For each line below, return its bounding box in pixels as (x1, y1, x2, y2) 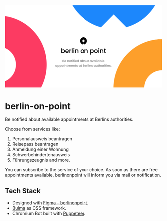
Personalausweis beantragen (12, 136, 72, 142)
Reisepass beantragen (12, 141, 59, 147)
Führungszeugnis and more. (12, 157, 71, 163)
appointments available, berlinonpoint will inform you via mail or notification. (5, 172, 161, 178)
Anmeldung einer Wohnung (12, 146, 69, 152)
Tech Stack (5, 186, 41, 195)
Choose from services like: (5, 126, 60, 132)
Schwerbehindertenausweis (12, 152, 70, 158)
